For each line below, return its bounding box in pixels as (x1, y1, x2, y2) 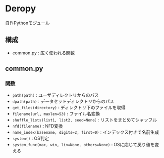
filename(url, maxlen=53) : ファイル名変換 (12, 111, 100, 117)
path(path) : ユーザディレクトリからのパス (12, 92, 99, 98)
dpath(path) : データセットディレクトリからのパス (12, 98, 114, 104)
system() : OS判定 (12, 135, 49, 141)
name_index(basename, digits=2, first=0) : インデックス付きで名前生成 (12, 129, 160, 135)
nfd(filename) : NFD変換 (12, 123, 63, 129)
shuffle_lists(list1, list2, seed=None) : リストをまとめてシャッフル (12, 117, 157, 123)
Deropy (5, 3, 36, 14)
